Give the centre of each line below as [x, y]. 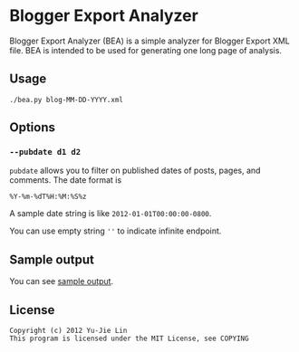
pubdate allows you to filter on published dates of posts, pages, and [135, 171]
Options [33, 128]
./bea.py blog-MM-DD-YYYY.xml [67, 100]
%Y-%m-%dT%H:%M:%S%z [48, 197]
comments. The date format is [66, 180]
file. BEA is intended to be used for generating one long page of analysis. [146, 50]
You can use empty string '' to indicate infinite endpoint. [116, 231]
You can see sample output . [62, 281]
